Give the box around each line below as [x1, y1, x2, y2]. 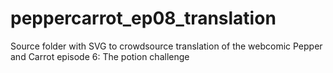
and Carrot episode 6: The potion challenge [10, 50, 190, 62]
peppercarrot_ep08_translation [10, 7, 277, 30]
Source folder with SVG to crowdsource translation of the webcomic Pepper [10, 40, 323, 52]
